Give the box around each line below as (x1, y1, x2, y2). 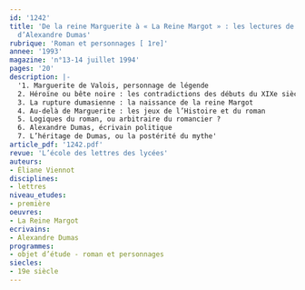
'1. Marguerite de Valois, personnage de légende (17, 81, 209, 90)
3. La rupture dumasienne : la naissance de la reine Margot (17, 97, 254, 107)
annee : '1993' (9, 47, 64, 56)
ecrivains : (9, 225, 51, 234)
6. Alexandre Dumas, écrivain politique (17, 124, 172, 133)
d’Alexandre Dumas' (17, 30, 92, 39)
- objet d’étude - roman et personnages (9, 250, 165, 259)
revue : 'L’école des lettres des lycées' (9, 148, 169, 157)
